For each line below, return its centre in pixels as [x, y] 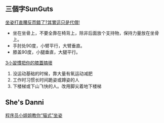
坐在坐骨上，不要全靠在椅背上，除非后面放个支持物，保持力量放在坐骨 [86, 33]
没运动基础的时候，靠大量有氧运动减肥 [52, 73]
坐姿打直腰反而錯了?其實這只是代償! [43, 22]
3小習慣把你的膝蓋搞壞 [29, 63]
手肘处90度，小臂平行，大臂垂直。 [49, 46]
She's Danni [25, 102]
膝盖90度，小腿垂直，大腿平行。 [47, 52]
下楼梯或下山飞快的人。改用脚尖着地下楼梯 [57, 86]
